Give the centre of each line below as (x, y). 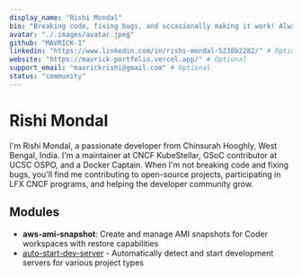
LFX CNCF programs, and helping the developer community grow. (132, 183)
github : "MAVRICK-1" (48, 43)
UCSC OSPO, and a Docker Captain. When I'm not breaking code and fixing (149, 165)
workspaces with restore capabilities (90, 243)
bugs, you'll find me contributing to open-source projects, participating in (145, 174)
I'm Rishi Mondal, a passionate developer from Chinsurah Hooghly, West (143, 146)
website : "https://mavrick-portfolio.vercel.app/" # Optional (128, 59)
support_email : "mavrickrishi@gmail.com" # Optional (110, 68)
